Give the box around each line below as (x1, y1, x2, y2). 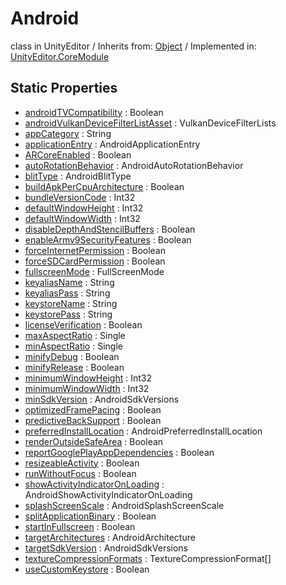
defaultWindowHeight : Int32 (24, 202, 144, 214)
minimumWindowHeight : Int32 (24, 372, 152, 384)
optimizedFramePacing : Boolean (24, 403, 162, 416)
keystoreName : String (24, 297, 118, 309)
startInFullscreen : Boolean (24, 520, 136, 532)
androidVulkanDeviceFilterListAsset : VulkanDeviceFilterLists (24, 117, 277, 129)
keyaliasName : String (24, 276, 115, 288)
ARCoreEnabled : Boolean (24, 148, 132, 161)
